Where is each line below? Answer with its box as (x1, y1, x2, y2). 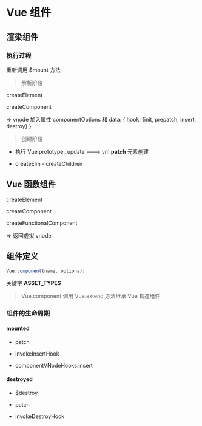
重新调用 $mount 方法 (6, 66, 61, 74)
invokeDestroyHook (15, 413, 65, 420)
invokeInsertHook (15, 350, 59, 357)
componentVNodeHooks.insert (15, 362, 93, 369)
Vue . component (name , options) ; (6, 268, 86, 274)
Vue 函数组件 (6, 179, 56, 190)
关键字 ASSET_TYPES (6, 280, 61, 287)
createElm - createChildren (15, 160, 83, 167)
